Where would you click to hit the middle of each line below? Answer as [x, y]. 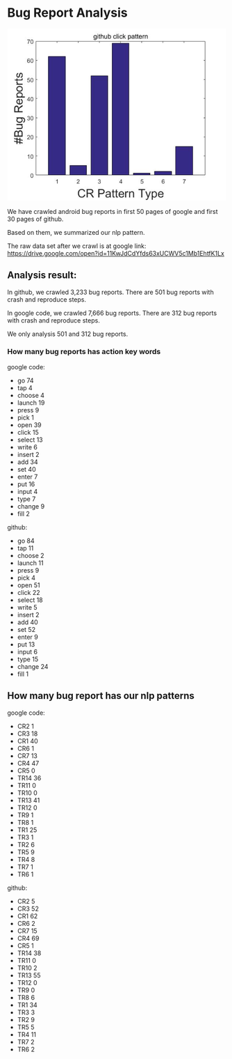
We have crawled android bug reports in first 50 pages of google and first [113, 211]
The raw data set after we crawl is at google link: [77, 246]
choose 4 [31, 395]
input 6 [27, 651]
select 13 [30, 440]
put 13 [26, 644]
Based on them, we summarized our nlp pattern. [76, 232]
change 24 [33, 666]
